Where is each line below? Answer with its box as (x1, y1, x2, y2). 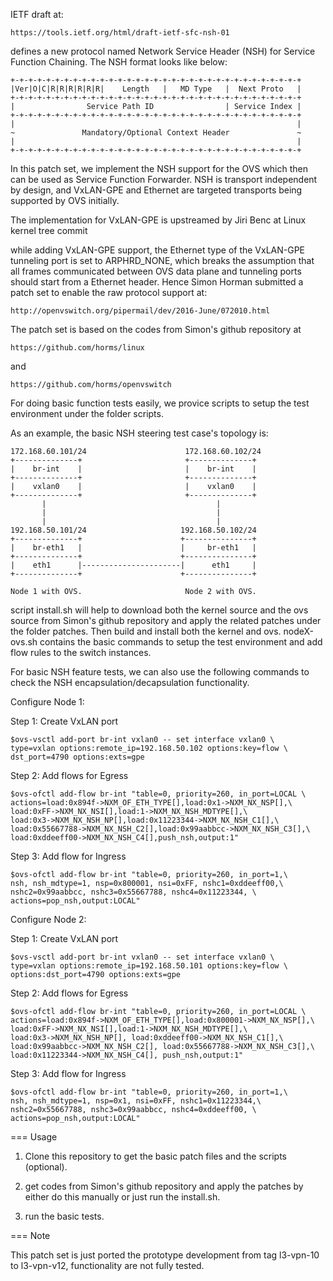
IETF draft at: (10, 9, 64, 20)
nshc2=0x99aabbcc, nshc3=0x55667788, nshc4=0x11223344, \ (10, 887, 257, 897)
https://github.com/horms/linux (10, 343, 145, 353)
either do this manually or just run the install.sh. (24, 1191, 221, 1203)
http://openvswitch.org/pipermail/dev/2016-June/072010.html (10, 306, 271, 316)
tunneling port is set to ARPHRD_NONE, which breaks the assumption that (10, 255, 315, 266)
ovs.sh (10, 636, 38, 648)
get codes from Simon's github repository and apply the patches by (24, 1180, 304, 1192)
